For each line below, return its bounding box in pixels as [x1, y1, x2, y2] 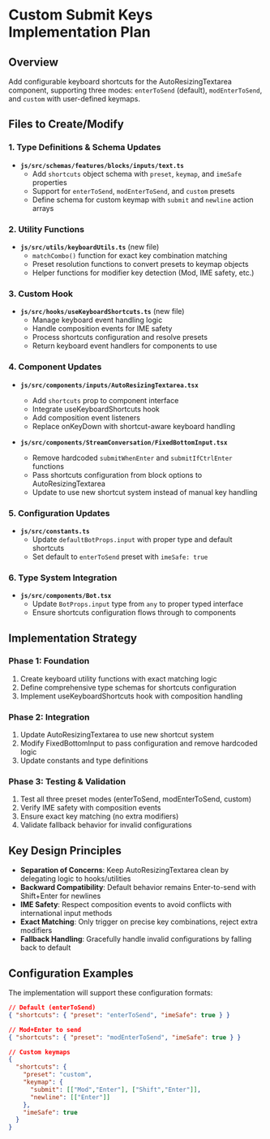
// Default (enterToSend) [8, 1004, 96, 1012]
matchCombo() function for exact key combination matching [32, 250, 228, 260]
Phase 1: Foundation [8, 655, 90, 667]
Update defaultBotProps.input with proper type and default [32, 534, 233, 544]
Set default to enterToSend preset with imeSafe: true [32, 552, 208, 561]
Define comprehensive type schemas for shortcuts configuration [19, 682, 237, 692]
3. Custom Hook [8, 288, 73, 299]
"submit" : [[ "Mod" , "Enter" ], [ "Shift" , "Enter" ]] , [29, 1085, 201, 1094]
